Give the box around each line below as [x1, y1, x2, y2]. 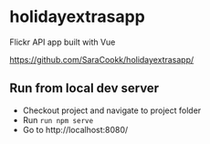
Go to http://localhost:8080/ [22, 124, 129, 135]
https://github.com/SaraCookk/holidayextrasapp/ [9, 54, 194, 65]
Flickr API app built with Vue [9, 36, 116, 47]
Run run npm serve [22, 114, 94, 125]
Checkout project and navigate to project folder [22, 105, 202, 116]
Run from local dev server [9, 80, 160, 97]
